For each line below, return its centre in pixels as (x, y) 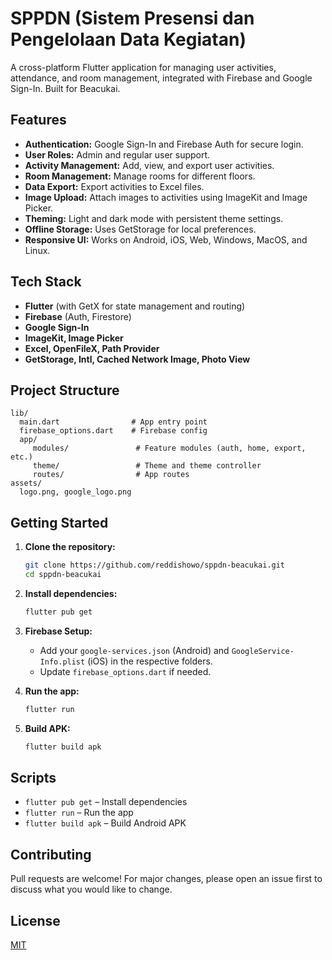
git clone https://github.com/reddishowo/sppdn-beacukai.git (155, 565)
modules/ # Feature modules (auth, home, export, (169, 448)
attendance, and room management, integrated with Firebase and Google (161, 78)
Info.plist (62, 662)
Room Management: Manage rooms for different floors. (140, 176)
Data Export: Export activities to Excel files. (114, 186)
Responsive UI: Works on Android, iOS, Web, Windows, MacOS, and (166, 239)
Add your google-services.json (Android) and (134, 650)
